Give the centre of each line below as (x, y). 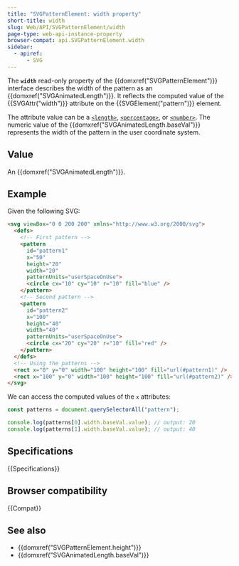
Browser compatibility (58, 491)
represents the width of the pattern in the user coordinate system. (104, 132)
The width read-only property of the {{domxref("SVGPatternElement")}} (113, 80)
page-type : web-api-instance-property (65, 34)
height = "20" (44, 264)
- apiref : (28, 54)
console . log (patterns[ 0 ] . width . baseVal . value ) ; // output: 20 (101, 423)
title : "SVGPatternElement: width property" (74, 14)
